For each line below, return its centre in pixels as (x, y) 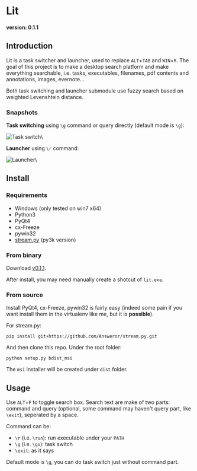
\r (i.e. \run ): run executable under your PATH (70, 438)
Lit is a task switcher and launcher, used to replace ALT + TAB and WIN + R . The (98, 60)
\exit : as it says (34, 451)
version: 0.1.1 (22, 27)
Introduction (30, 46)
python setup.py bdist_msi (39, 358)
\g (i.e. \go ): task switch (43, 444)
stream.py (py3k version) (45, 240)
